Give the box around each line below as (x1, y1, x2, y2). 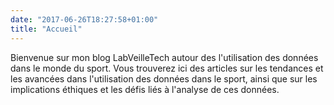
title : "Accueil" (10, 24, 83, 34)
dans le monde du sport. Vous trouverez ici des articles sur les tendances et (10, 62, 324, 74)
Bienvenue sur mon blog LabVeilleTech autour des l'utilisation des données (10, 51, 319, 63)
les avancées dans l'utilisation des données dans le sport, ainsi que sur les (10, 72, 318, 85)
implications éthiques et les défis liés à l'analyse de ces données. (10, 83, 280, 95)
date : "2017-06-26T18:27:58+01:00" (10, 14, 159, 25)
